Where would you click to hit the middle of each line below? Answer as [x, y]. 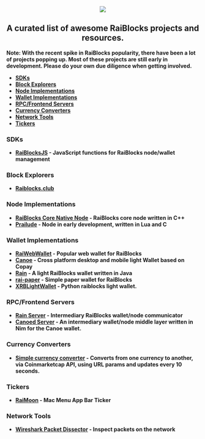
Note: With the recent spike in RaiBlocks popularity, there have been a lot [101, 53]
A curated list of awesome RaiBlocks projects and [103, 29]
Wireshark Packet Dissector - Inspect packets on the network [95, 429]
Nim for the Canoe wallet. [48, 328]
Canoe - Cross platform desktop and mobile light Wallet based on [100, 260]
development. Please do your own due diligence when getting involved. [99, 66]
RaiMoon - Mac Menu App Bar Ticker [63, 400]
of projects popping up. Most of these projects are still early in [87, 59]
